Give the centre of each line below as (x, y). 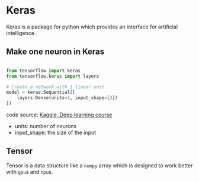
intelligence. (21, 33)
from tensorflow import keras (44, 71)
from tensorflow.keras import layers (53, 76)
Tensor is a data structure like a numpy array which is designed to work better (99, 165)
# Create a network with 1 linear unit (55, 87)
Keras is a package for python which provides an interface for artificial (92, 27)
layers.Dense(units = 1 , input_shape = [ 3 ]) (67, 98)
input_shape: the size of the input (55, 132)
